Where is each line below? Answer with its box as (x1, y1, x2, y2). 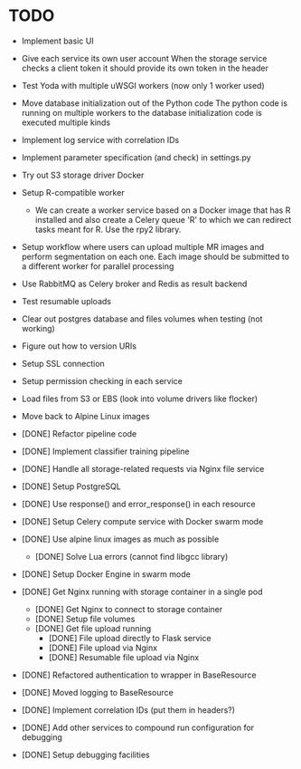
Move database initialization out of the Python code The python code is (21, 97, 288, 109)
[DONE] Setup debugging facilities (21, 749, 150, 760)
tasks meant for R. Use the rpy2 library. (34, 224, 182, 235)
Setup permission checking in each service (21, 375, 183, 386)
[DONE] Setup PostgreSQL (21, 481, 121, 492)
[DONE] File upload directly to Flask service (48, 632, 212, 643)
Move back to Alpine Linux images (21, 410, 150, 421)
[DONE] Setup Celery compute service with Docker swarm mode (21, 515, 264, 526)
